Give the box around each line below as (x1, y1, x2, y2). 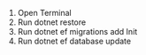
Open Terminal (17, 8, 73, 18)
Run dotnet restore (17, 17, 87, 27)
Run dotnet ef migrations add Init (17, 27, 138, 36)
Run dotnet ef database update (17, 35, 131, 46)
